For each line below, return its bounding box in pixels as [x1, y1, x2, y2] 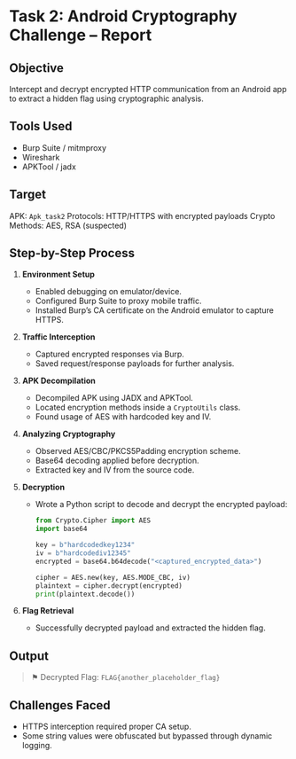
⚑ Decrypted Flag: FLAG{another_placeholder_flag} [30, 672, 221, 683]
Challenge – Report [9, 25, 152, 45]
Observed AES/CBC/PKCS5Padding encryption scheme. [35, 446, 241, 457]
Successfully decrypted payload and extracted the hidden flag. [35, 622, 266, 633]
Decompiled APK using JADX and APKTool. [35, 393, 193, 403]
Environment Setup [21, 269, 96, 280]
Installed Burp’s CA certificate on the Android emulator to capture [35, 305, 275, 316]
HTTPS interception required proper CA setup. [21, 721, 192, 732]
